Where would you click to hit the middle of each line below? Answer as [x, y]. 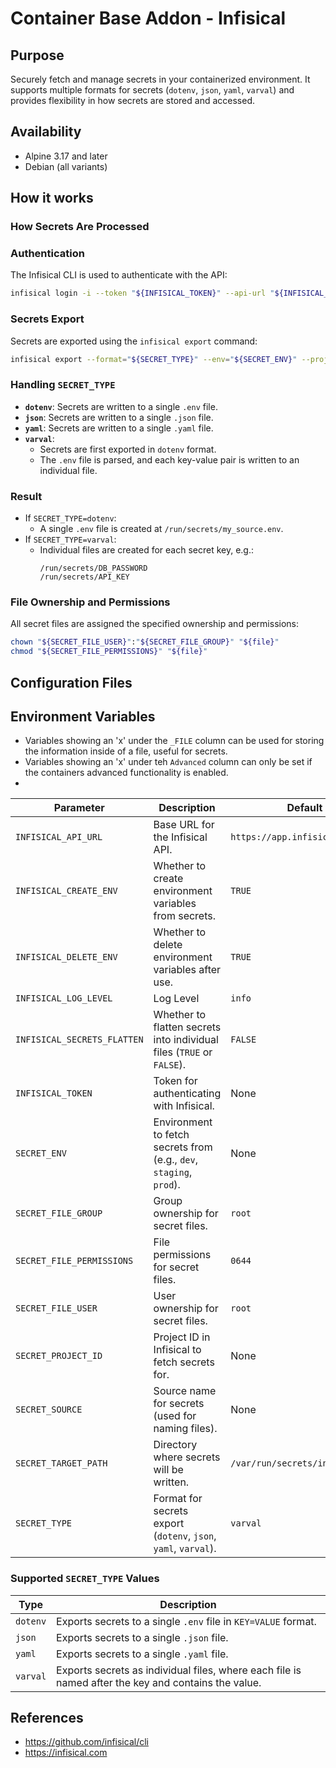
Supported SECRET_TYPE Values [85, 1579]
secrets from [183, 1147]
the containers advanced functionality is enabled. [126, 773]
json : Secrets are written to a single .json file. [119, 417]
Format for [178, 1499]
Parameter [79, 808]
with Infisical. [184, 1106]
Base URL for [184, 825]
